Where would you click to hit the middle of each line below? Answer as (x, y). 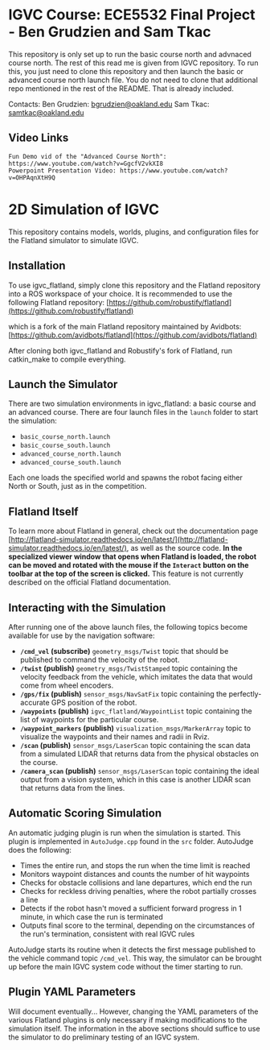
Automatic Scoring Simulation (85, 814)
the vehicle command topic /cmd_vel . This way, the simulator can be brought (135, 958)
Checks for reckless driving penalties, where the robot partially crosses (138, 891)
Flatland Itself (43, 512)
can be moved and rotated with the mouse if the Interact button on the (129, 565)
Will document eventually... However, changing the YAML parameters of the (133, 1011)
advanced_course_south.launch (71, 463)
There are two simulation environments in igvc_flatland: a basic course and (132, 403)
